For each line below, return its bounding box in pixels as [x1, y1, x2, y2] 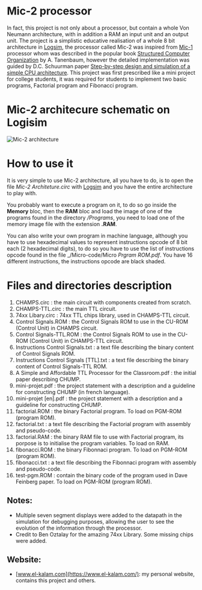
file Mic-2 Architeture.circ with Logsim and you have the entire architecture [7, 183, 193, 190]
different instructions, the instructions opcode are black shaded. [7, 257, 166, 265]
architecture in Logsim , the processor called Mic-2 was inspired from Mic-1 [7, 43, 193, 51]
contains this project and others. [15, 577, 96, 584]
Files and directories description [7, 279, 172, 292]
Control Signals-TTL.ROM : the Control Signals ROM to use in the [15, 330, 177, 338]
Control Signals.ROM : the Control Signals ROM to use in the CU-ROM [15, 318, 189, 325]
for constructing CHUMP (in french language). [15, 388, 130, 395]
